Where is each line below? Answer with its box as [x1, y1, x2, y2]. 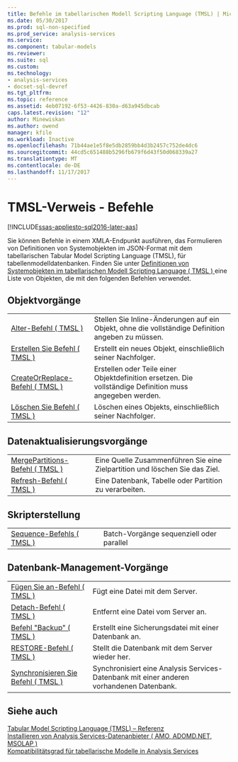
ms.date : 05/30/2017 [7, 17, 69, 24]
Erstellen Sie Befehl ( [11, 344, 80, 354]
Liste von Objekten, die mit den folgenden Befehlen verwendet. [7, 274, 191, 282]
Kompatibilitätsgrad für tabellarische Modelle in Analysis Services [7, 746, 199, 755]
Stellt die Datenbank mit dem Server [92, 643, 212, 653]
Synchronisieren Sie [11, 668, 78, 678]
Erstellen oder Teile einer [93, 364, 177, 374]
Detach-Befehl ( [11, 602, 66, 612]
